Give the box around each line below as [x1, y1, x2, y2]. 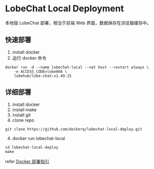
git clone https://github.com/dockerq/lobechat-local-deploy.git [5, 127, 142, 132]
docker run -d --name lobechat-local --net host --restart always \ [5, 65, 149, 69]
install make [12, 106, 37, 112]
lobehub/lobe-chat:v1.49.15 [14, 73, 72, 78]
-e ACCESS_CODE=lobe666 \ [14, 69, 68, 74]
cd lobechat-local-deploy [5, 145, 58, 150]
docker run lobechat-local [12, 135, 65, 141]
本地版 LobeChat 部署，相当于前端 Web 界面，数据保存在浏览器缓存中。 [5, 20, 152, 26]
